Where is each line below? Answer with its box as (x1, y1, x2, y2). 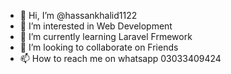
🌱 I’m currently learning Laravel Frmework (19, 31, 193, 42)
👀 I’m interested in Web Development (19, 20, 173, 32)
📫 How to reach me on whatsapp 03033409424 (19, 53, 222, 64)
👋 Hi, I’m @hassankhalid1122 (19, 10, 138, 21)
